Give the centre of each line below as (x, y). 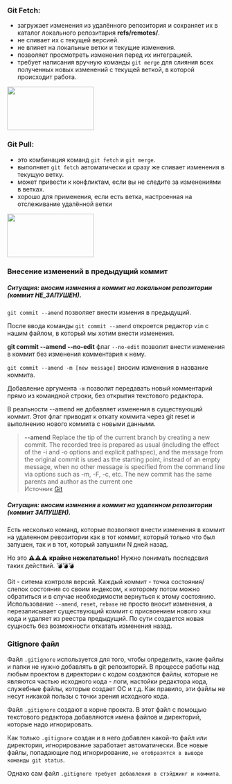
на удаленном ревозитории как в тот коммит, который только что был (111, 537)
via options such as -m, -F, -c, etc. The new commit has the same (118, 475)
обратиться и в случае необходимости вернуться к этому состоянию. (111, 597)
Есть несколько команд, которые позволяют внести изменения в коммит (116, 530)
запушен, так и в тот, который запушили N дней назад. (88, 545)
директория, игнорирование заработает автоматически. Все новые (108, 745)
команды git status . (36, 760)
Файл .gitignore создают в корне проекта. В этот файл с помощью (107, 709)
